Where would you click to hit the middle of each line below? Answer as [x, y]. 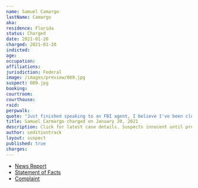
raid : [13, 105]
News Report [31, 166]
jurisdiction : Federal [34, 72]
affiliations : [24, 67]
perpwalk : [18, 111]
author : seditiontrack [34, 133]
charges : [17, 149]
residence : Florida [30, 28]
